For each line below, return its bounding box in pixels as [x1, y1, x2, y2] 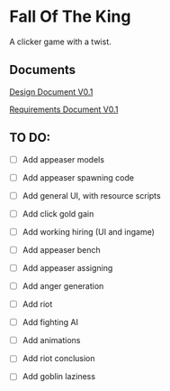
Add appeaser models [22, 154, 105, 164]
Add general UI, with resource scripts [22, 190, 161, 200]
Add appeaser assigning [22, 262, 113, 273]
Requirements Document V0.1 [9, 104, 119, 115]
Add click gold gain [22, 208, 94, 219]
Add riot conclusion [22, 353, 96, 364]
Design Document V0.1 [9, 86, 94, 97]
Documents [9, 62, 76, 78]
